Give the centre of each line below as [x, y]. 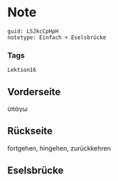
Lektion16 [22, 70]
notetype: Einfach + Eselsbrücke [57, 37]
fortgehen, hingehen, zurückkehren [59, 148]
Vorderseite [34, 92]
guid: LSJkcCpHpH [33, 31]
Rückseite [30, 131]
